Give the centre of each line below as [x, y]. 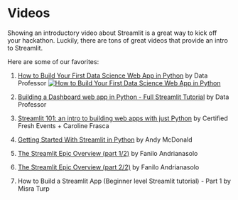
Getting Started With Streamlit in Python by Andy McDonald [105, 140]
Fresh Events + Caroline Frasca [63, 125]
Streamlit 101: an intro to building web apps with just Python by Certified [123, 118]
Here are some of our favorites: [53, 61]
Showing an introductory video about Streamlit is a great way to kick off [112, 33]
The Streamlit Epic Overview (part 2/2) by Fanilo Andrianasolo [108, 167]
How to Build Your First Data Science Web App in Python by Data [113, 75]
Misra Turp [33, 188]
